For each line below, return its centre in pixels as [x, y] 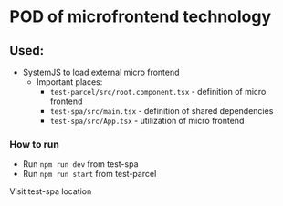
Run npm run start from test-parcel [89, 174]
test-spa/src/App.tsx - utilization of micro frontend [147, 121]
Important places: [69, 82]
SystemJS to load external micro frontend [101, 72]
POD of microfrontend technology [141, 17]
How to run [34, 144]
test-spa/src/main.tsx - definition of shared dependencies [162, 111]
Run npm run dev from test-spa [80, 164]
